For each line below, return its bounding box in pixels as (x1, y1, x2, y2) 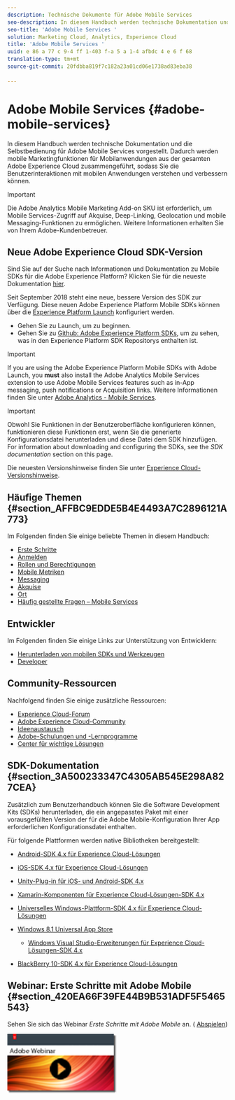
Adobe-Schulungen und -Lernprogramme (17, 732, 138, 740)
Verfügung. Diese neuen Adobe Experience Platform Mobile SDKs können (7, 301, 220, 309)
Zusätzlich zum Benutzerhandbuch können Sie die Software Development (7, 800, 220, 808)
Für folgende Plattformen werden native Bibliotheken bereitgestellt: (7, 836, 201, 845)
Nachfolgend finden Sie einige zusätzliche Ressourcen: (7, 696, 166, 705)
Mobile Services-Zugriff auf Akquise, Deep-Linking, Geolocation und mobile (7, 211, 227, 220)
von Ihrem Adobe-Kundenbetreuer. (7, 226, 108, 234)
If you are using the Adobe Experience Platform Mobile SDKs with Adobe (7, 364, 217, 372)
